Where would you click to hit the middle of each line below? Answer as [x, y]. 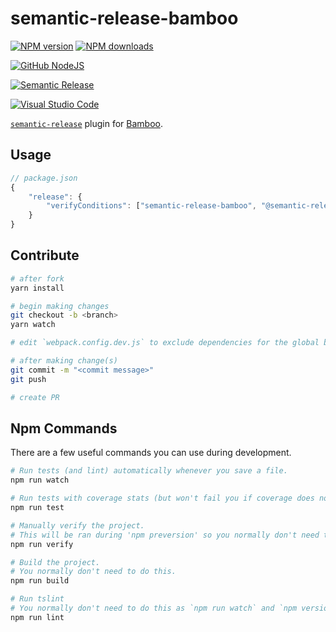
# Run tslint [37, 599]
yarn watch [33, 325]
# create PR [35, 397]
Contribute [45, 255]
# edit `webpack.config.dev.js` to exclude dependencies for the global [165, 343]
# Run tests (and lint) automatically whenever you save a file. [149, 471]
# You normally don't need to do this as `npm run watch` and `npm [154, 608]
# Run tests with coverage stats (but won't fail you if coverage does [162, 498]
